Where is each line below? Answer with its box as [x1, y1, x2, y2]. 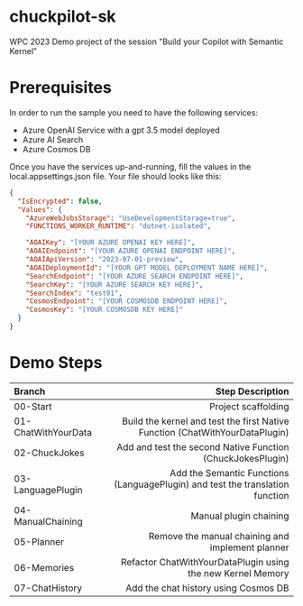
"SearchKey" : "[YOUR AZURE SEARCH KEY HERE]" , [25, 280, 204, 289]
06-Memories [14, 561, 75, 574]
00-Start [14, 399, 52, 412]
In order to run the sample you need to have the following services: [9, 106, 259, 118]
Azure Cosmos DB [22, 143, 91, 154]
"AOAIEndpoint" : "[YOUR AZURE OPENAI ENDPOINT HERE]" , [25, 246, 236, 256]
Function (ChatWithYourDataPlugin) [138, 426, 289, 438]
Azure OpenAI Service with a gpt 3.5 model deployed [22, 124, 221, 135]
